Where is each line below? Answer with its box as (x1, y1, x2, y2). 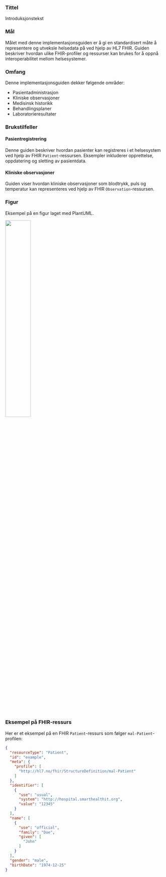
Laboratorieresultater (12, 110, 57, 117)
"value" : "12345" (18, 801, 55, 807)
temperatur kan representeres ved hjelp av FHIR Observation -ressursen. (5, 186, 154, 192)
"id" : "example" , (10, 754, 46, 760)
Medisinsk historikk (12, 100, 53, 106)
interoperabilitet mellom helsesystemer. (5, 55, 87, 62)
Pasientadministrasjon (12, 89, 59, 95)
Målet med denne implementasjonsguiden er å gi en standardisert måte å (5, 39, 157, 45)
